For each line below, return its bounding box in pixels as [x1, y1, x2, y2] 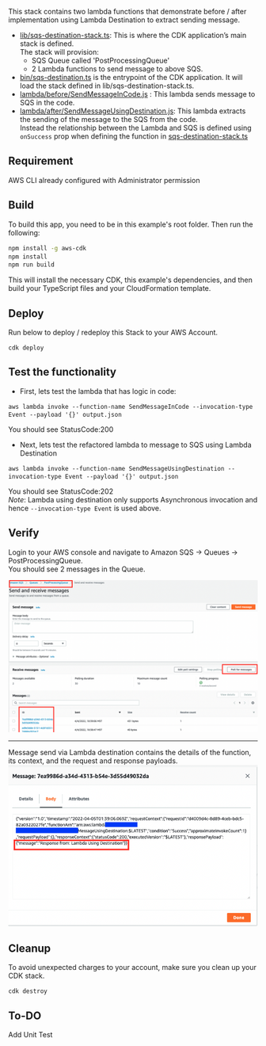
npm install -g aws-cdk [8, 244, 87, 252]
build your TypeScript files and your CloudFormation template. [8, 284, 211, 293]
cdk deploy [8, 344, 44, 352]
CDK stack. [8, 971, 45, 981]
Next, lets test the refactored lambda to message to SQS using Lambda [19, 440, 252, 449]
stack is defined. [19, 39, 74, 48]
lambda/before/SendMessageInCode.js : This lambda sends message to [19, 90, 256, 98]
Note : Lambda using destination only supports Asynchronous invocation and [8, 494, 258, 504]
